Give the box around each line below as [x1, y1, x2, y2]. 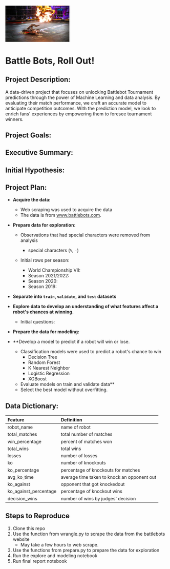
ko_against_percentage [7, 488, 57, 495]
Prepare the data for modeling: [12, 329, 80, 335]
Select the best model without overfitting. [20, 387, 108, 393]
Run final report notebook [12, 558, 67, 564]
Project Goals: [5, 131, 52, 139]
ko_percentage [7, 467, 39, 473]
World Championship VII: [28, 267, 81, 273]
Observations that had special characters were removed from [20, 232, 150, 238]
